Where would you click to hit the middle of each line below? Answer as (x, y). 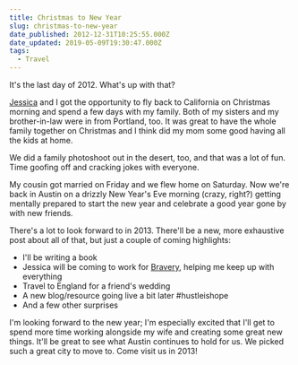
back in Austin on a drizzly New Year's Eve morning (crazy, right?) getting (145, 194)
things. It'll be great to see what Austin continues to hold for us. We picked (147, 341)
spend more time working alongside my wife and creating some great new (146, 332)
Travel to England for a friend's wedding (96, 286)
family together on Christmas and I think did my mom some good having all (148, 130)
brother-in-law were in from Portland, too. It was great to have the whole (143, 121)
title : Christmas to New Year (66, 17)
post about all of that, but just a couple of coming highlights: (120, 240)
